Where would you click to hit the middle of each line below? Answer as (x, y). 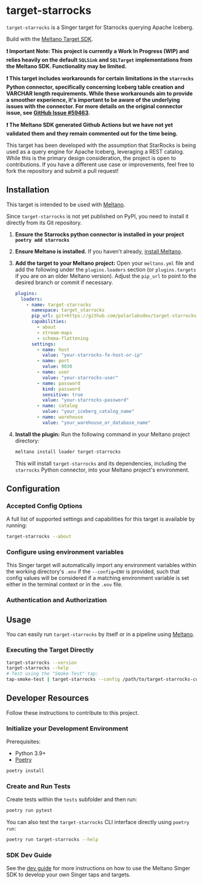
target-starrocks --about (39, 537)
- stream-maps (55, 333)
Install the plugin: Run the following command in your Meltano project (102, 434)
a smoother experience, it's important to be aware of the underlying (93, 100)
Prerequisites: (24, 742)
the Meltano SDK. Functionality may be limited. (66, 66)
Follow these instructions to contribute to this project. (72, 713)
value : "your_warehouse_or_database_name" (96, 423)
